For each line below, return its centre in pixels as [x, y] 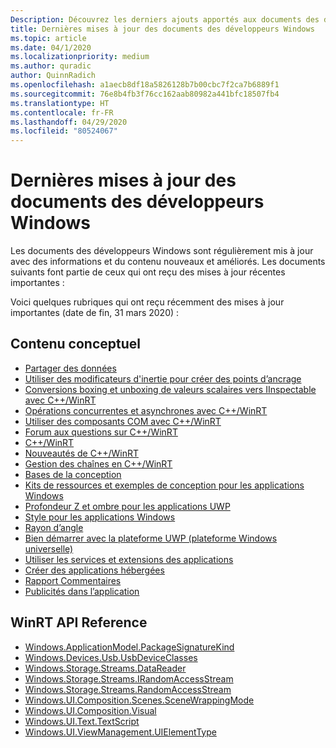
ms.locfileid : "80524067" [64, 131]
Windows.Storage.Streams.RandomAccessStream [128, 689]
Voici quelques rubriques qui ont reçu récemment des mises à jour [147, 302]
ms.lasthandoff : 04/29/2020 [69, 122]
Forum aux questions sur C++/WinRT [101, 432]
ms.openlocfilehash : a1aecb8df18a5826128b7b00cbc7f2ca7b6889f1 [145, 85]
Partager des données [70, 368]
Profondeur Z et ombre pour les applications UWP [127, 506]
